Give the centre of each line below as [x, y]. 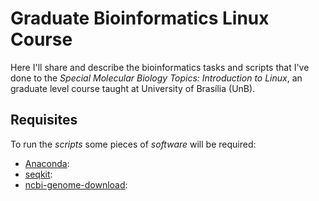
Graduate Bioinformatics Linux [140, 18]
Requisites [44, 120]
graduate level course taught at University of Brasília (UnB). [133, 88]
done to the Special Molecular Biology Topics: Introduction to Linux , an [156, 78]
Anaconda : [47, 163]
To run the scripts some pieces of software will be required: [133, 144]
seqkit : [38, 174]
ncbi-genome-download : [76, 184]
